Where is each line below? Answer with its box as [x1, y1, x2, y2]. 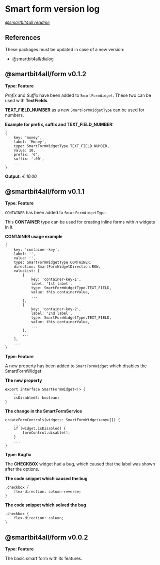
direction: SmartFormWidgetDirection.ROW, [14, 264, 101, 269]
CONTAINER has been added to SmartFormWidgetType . [5, 210, 107, 216]
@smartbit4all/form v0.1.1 [5, 187, 85, 195]
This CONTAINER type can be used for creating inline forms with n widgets [5, 219, 155, 225]
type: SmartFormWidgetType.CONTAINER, [14, 260, 92, 265]
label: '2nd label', [31, 311, 73, 316]
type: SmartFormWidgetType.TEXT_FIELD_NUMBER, [14, 143, 110, 149]
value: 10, [14, 148, 36, 153]
